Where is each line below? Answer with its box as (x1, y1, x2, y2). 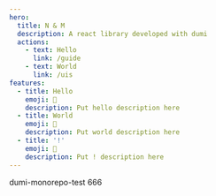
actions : (17, 37, 50, 47)
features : (9, 79, 46, 87)
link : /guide (32, 54, 81, 63)
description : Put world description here (25, 128, 180, 137)
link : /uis (32, 71, 73, 79)
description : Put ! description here (25, 152, 165, 162)
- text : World (25, 63, 77, 72)
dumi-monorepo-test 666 (9, 177, 103, 187)
